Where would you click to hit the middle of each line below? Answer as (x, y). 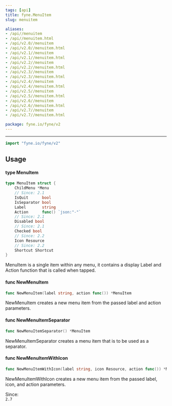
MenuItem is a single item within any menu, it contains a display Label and (83, 265)
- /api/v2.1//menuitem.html (35, 58)
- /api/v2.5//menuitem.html (35, 96)
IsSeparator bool (33, 202)
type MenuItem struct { (31, 183)
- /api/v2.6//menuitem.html (35, 105)
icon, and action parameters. (36, 384)
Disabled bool (29, 222)
